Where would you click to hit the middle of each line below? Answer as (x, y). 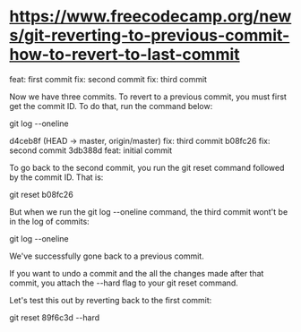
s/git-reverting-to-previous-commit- (150, 35)
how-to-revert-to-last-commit (125, 55)
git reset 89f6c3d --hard (55, 317)
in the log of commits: (49, 221)
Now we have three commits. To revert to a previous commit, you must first (148, 97)
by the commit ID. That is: (56, 177)
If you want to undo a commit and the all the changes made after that (137, 273)
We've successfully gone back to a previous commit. (107, 256)
